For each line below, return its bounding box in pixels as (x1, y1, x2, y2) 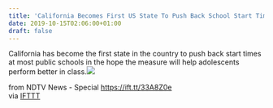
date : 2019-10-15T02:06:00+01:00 (8, 19, 122, 27)
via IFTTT (8, 91, 41, 101)
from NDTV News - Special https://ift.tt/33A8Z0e (8, 82, 172, 93)
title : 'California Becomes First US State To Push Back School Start (8, 11, 253, 20)
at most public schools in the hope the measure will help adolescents (8, 57, 240, 67)
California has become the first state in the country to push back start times (8, 49, 262, 59)
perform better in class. (8, 67, 87, 77)
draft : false (8, 27, 53, 35)
